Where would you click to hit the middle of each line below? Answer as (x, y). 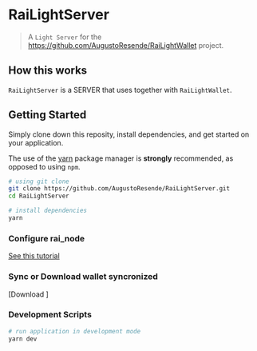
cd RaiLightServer (39, 196)
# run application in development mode (75, 331)
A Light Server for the (65, 37)
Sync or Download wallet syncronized (83, 277)
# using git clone (39, 181)
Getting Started (47, 115)
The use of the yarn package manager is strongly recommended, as (121, 158)
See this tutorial (34, 256)
